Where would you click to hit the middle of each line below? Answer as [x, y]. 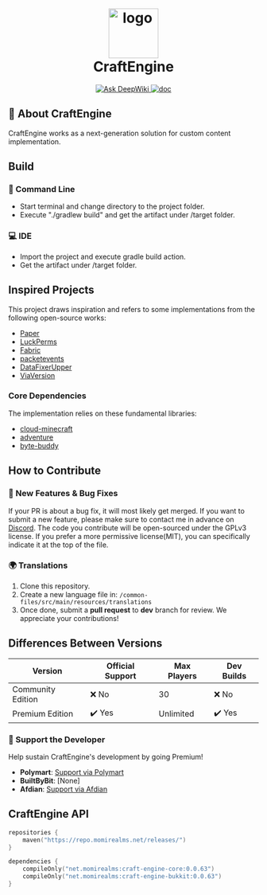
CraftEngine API [48, 814]
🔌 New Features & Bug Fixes [63, 494]
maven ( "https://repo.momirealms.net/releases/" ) [104, 840]
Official [120, 666]
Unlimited [176, 714]
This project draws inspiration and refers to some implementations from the [132, 309]
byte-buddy [39, 445]
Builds [234, 675]
